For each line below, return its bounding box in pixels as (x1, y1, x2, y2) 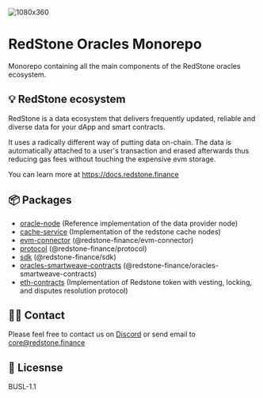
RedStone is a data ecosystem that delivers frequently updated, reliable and (8, 113, 256, 123)
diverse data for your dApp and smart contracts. (8, 122, 166, 131)
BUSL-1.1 (8, 382, 36, 392)
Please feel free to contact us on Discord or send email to (8, 329, 196, 339)
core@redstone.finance (8, 338, 86, 347)
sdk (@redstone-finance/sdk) (19, 252, 116, 261)
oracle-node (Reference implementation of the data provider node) (19, 218, 238, 228)
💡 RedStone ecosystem (8, 93, 126, 106)
